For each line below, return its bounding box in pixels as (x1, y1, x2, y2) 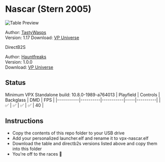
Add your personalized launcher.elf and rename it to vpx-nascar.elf (12, 135, 149, 141)
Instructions (5, 117, 43, 125)
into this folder (12, 146, 42, 152)
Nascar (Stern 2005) (5, 3, 91, 15)
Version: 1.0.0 (5, 59, 33, 65)
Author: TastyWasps (5, 29, 46, 35)
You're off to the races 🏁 (12, 151, 62, 157)
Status (5, 79, 26, 87)
